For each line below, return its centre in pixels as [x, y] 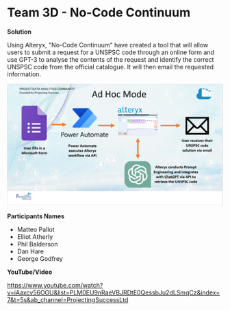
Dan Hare [30, 251]
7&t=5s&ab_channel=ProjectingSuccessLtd [68, 300]
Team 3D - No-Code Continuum [99, 13]
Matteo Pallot [36, 230]
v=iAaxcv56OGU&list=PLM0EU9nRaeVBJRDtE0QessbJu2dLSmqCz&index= [114, 292]
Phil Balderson [37, 244]
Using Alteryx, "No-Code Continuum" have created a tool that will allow [108, 45]
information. [24, 74]
